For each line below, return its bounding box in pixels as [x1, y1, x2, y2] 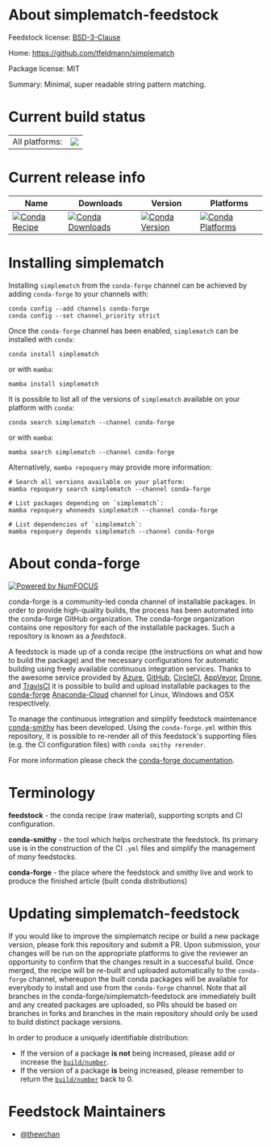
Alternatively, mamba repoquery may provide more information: [8, 462, 212, 472]
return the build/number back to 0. [19, 1073, 134, 1084]
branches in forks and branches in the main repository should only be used [8, 1008, 258, 1018]
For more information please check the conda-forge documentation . [8, 755, 236, 765]
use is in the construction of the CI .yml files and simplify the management [8, 843, 256, 853]
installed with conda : [8, 334, 75, 344]
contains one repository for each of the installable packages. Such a [8, 622, 236, 632]
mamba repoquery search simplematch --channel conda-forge [8, 485, 211, 493]
